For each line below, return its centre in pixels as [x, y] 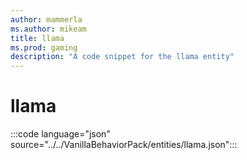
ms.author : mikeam [48, 29]
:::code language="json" [60, 134]
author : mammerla [46, 19]
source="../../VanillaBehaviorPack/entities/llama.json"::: [124, 145]
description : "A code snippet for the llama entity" [122, 57]
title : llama [37, 38]
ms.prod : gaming [44, 47]
